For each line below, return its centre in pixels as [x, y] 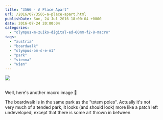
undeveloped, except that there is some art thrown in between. [69, 113]
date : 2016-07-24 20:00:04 [33, 23]
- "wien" [18, 64]
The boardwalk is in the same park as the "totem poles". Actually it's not [78, 102]
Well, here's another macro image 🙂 [41, 93]
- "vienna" [21, 60]
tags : [11, 37]
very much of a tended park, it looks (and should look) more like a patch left [81, 107]
